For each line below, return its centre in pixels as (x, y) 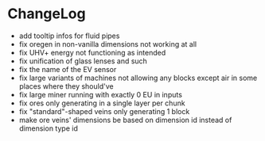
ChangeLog (47, 14)
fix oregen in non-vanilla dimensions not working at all (107, 44)
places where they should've (66, 86)
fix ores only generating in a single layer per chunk (102, 103)
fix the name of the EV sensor (68, 69)
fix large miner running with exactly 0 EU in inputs (100, 94)
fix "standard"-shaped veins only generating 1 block (104, 111)
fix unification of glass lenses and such (83, 61)
